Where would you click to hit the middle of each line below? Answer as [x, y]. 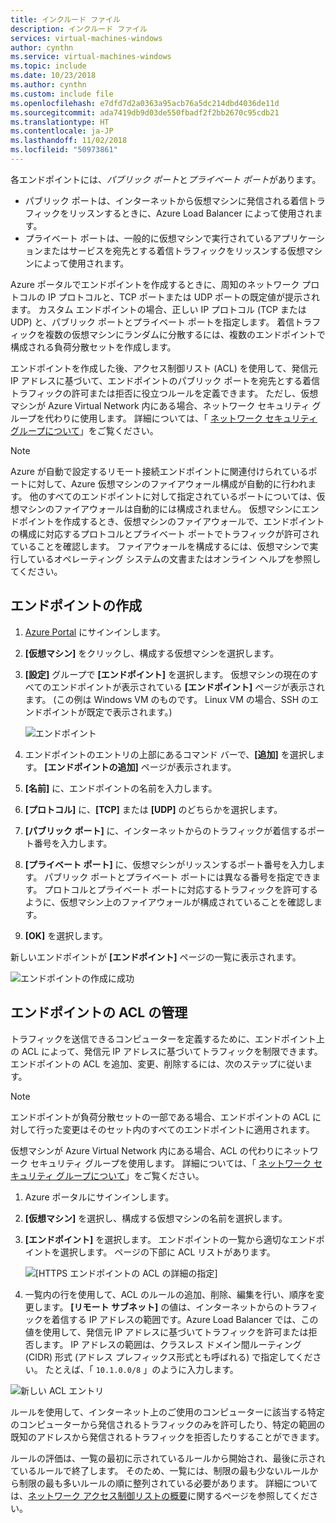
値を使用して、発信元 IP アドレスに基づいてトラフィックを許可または [166, 1332]
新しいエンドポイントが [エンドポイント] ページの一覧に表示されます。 [156, 957]
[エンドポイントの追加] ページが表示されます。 [140, 767]
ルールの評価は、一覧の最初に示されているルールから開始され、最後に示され [168, 1458]
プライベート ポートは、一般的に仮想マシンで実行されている [148, 238]
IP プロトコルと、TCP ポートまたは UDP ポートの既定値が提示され [184, 297]
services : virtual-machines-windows [86, 38]
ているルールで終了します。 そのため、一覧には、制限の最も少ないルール [160, 1470]
